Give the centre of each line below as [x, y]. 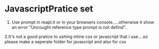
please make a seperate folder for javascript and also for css [65, 41]
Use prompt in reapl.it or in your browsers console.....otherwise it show [83, 22]
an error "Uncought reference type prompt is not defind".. [70, 27]
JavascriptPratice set [49, 9]
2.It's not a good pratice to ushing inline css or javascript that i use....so [76, 37]
